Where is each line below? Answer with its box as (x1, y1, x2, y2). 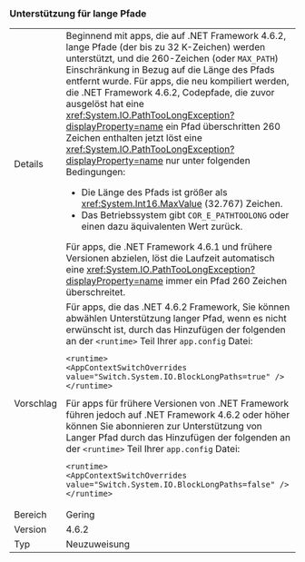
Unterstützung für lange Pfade (9, 7, 147, 20)
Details (14, 158, 44, 171)
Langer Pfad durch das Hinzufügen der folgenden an (65, 431, 290, 444)
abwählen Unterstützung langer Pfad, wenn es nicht (65, 312, 288, 325)
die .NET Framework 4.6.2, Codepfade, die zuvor (65, 86, 275, 99)
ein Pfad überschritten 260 (165, 121, 281, 133)
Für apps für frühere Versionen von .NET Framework (65, 398, 289, 410)
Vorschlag (14, 398, 57, 410)
